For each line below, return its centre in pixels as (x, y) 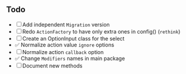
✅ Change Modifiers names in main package (70, 58)
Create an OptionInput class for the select (73, 38)
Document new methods (53, 65)
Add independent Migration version (66, 24)
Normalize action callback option (63, 52)
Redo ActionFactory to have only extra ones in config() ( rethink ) (101, 31)
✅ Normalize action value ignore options (64, 45)
